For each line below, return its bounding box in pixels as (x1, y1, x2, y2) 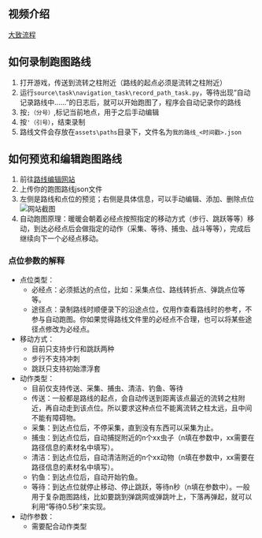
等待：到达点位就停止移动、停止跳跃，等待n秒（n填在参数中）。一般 (31, 482, 250, 491)
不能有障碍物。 (31, 413, 80, 422)
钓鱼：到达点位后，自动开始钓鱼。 (31, 472, 142, 481)
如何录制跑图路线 (8, 55, 91, 69)
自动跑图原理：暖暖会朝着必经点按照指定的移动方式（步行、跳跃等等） (19, 214, 248, 223)
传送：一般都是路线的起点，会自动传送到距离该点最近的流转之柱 (31, 393, 238, 402)
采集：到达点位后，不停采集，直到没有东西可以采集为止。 (31, 423, 218, 432)
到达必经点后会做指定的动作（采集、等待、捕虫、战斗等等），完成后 (33, 224, 251, 234)
